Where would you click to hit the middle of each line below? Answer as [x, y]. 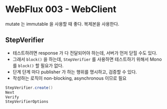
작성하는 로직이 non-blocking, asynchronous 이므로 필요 [70, 78]
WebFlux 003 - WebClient [61, 9]
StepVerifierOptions [27, 102]
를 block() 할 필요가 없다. [38, 65]
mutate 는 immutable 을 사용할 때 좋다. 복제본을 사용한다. [62, 24]
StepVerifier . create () [29, 88]
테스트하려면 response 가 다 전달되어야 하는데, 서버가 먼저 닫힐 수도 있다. [85, 53]
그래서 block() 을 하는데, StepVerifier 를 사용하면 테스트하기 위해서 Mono [87, 59]
